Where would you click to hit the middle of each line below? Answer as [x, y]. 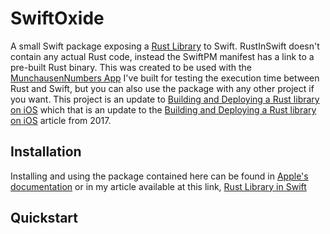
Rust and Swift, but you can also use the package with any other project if [162, 88]
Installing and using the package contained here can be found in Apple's [159, 176]
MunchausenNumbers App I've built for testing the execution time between [165, 78]
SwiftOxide [57, 18]
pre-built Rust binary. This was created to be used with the [131, 67]
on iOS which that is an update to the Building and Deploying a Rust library [163, 109]
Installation [46, 152]
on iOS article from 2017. [61, 120]
